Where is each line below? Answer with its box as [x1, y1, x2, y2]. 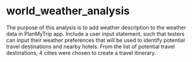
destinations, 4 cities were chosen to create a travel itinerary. [6, 49, 156, 56]
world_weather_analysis [6, 4, 130, 18]
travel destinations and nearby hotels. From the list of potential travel [6, 43, 175, 50]
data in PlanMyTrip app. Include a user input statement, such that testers [6, 30, 185, 37]
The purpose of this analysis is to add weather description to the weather [6, 24, 187, 31]
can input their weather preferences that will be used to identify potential [6, 36, 185, 44]
